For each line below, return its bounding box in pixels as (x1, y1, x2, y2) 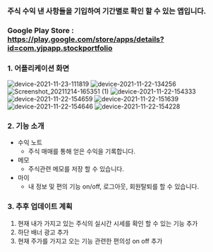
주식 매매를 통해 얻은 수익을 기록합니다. (28, 147, 136, 156)
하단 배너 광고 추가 (17, 227, 69, 237)
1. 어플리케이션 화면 (7, 63, 70, 73)
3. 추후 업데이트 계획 (7, 202, 73, 212)
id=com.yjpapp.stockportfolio (7, 43, 113, 53)
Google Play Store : (7, 25, 74, 35)
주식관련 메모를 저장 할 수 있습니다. (28, 165, 125, 173)
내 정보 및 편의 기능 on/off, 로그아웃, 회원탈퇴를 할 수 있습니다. (28, 182, 200, 191)
